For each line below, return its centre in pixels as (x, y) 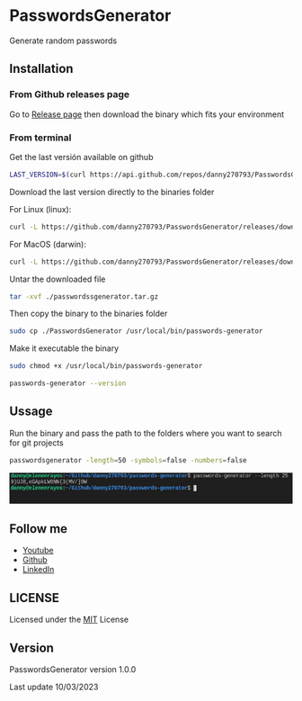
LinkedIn (38, 570)
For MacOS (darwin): (48, 244)
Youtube (38, 551)
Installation (41, 69)
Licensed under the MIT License (69, 620)
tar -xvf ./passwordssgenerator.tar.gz (84, 297)
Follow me (39, 529)
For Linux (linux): (40, 209)
